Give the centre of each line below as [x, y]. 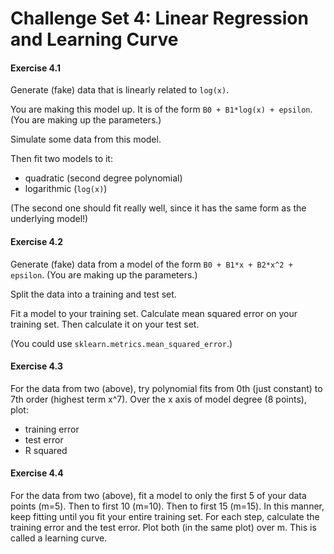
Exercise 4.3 [36, 366]
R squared [46, 450]
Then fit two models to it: [61, 159]
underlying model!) [49, 219]
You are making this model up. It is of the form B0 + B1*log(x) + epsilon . [161, 109]
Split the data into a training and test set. [93, 294]
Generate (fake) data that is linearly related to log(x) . [120, 90]
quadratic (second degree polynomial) [103, 178]
